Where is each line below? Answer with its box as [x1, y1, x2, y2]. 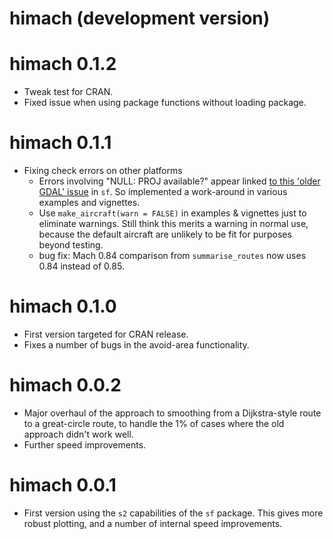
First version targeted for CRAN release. [23, 328, 189, 340]
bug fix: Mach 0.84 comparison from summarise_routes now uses [38, 250, 307, 262]
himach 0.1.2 [9, 53, 117, 76]
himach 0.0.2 [9, 374, 122, 397]
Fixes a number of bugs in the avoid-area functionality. [23, 339, 250, 351]
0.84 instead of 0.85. [38, 260, 125, 272]
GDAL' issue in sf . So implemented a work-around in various [38, 186, 288, 198]
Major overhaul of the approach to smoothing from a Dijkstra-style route [23, 407, 322, 419]
